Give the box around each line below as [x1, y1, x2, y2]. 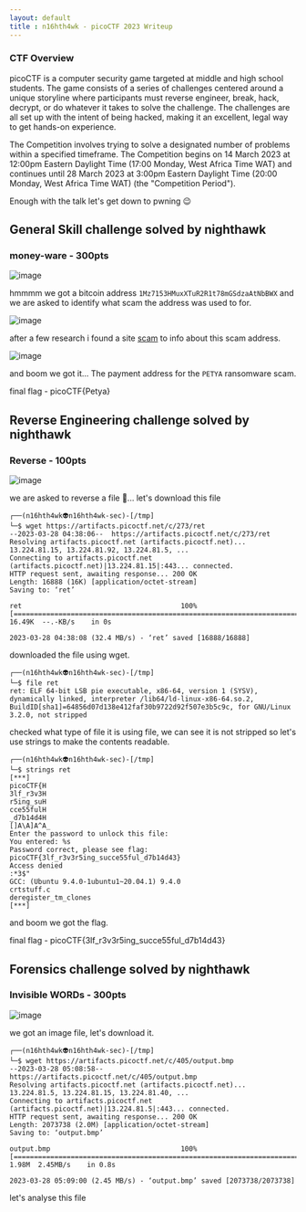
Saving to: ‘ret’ [9, 585, 76, 595]
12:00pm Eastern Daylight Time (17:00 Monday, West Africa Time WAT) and [9, 158, 292, 169]
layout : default [9, 13, 71, 23]
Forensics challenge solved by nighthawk [9, 961, 250, 977]
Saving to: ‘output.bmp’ [9, 1128, 104, 1137]
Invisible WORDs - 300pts [9, 988, 127, 1001]
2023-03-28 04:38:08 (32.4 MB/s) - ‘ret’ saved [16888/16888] [9, 634, 250, 643]
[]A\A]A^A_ [9, 821, 51, 831]
